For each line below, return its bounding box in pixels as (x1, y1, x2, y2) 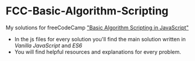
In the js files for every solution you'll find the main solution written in (14, 35, 186, 42)
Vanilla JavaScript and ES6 (14, 42, 83, 49)
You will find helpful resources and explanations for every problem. (14, 48, 182, 55)
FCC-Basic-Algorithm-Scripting (5, 4, 169, 18)
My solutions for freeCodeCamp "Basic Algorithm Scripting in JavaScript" (5, 24, 189, 31)
